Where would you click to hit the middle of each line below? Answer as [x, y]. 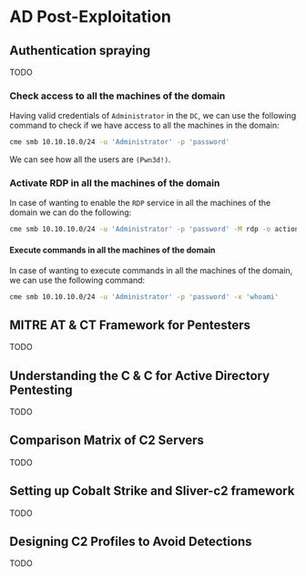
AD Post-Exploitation [90, 17]
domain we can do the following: [71, 212]
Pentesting [41, 390]
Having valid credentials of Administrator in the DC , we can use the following [153, 116]
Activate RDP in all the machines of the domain [115, 183]
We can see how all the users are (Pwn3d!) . [90, 159]
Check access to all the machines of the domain [117, 96]
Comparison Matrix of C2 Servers [107, 441]
